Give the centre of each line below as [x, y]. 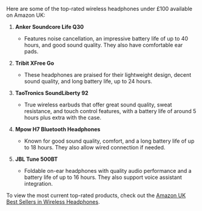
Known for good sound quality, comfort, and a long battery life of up [109, 141]
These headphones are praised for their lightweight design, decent [108, 75]
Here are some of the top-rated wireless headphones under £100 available [99, 9]
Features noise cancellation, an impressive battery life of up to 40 [106, 38]
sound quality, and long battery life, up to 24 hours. [88, 81]
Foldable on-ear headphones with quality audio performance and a [108, 171]
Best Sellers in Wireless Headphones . [53, 202]
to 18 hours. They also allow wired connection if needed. [95, 147]
